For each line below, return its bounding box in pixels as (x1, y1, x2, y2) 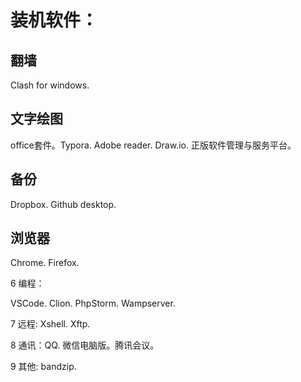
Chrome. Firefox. (10, 257, 80, 269)
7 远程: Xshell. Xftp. (10, 318, 91, 330)
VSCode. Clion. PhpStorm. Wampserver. (10, 297, 176, 310)
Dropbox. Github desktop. (10, 198, 117, 210)
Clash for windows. (10, 79, 90, 91)
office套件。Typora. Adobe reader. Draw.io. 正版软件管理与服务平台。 (10, 139, 297, 151)
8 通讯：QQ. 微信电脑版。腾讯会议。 (10, 339, 160, 351)
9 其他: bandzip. (10, 361, 77, 373)
